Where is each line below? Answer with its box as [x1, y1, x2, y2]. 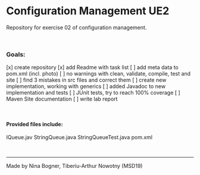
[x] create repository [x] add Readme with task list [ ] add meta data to [6, 64, 179, 71]
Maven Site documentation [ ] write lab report [6, 95, 118, 102]
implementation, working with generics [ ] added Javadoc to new [6, 83, 165, 90]
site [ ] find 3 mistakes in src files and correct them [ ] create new [6, 76, 167, 84]
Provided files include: [6, 120, 64, 127]
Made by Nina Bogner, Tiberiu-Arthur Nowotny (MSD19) [6, 162, 143, 170]
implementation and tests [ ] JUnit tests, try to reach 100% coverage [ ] [6, 89, 180, 96]
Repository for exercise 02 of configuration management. [6, 24, 147, 31]
